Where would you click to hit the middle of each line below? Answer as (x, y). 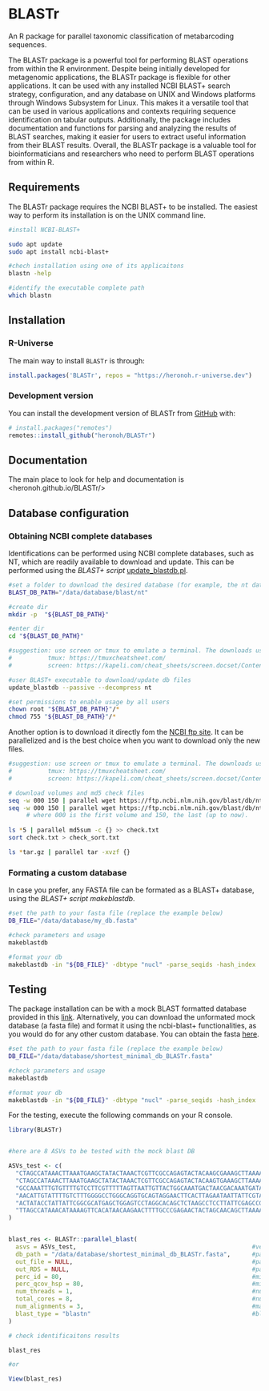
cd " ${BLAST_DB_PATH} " (46, 636)
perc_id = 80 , (39, 1277)
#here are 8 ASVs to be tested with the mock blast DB (102, 1152)
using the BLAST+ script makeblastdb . (72, 899)
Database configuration (69, 513)
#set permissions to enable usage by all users (89, 702)
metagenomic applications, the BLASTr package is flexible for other (119, 77)
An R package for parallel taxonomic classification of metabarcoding (121, 36)
